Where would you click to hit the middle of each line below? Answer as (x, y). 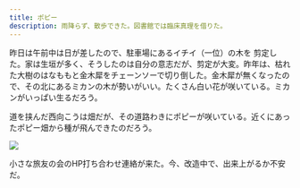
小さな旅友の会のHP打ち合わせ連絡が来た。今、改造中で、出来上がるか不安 (147, 163)
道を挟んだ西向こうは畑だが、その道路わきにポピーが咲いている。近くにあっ (150, 116)
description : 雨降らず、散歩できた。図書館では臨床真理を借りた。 (118, 26)
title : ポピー (33, 17)
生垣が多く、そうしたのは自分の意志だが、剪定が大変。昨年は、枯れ (165, 64)
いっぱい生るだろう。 (63, 97)
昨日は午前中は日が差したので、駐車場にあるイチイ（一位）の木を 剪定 (139, 52)
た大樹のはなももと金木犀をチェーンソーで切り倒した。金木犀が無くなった (146, 75)
